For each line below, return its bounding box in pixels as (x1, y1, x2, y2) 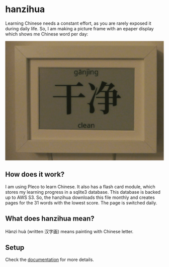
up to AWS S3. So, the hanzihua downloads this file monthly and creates (5, 194, 155, 200)
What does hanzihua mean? (5, 215, 95, 223)
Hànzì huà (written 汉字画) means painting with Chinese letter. (5, 228, 134, 234)
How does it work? (5, 170, 65, 179)
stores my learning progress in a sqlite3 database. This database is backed (5, 189, 161, 195)
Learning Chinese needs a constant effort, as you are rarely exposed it (5, 20, 151, 26)
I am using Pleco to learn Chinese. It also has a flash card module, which (5, 183, 156, 190)
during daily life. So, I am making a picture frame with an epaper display (5, 25, 154, 31)
